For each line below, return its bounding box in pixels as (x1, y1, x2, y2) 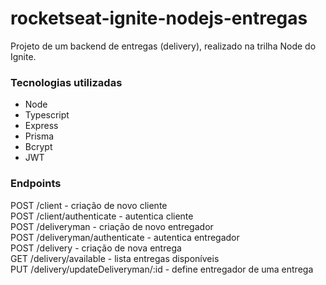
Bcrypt (24, 141, 53, 153)
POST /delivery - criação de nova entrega (10, 242, 182, 254)
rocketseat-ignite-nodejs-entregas (10, 7, 308, 30)
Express (24, 120, 59, 132)
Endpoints (10, 177, 62, 191)
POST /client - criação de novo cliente (10, 199, 168, 211)
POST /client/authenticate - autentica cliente (10, 210, 194, 222)
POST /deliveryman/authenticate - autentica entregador (10, 231, 240, 243)
